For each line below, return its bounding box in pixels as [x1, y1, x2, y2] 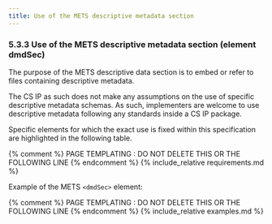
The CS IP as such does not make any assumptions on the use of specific [8, 91, 254, 101]
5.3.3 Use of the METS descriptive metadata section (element [8, 38, 257, 50]
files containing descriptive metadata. [8, 75, 135, 85]
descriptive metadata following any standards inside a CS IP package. [8, 109, 242, 118]
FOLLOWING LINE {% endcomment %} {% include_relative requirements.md [8, 157, 265, 167]
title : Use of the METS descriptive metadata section [8, 11, 195, 20]
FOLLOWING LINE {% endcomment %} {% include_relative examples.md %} [8, 206, 264, 216]
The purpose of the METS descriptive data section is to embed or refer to [8, 67, 254, 77]
